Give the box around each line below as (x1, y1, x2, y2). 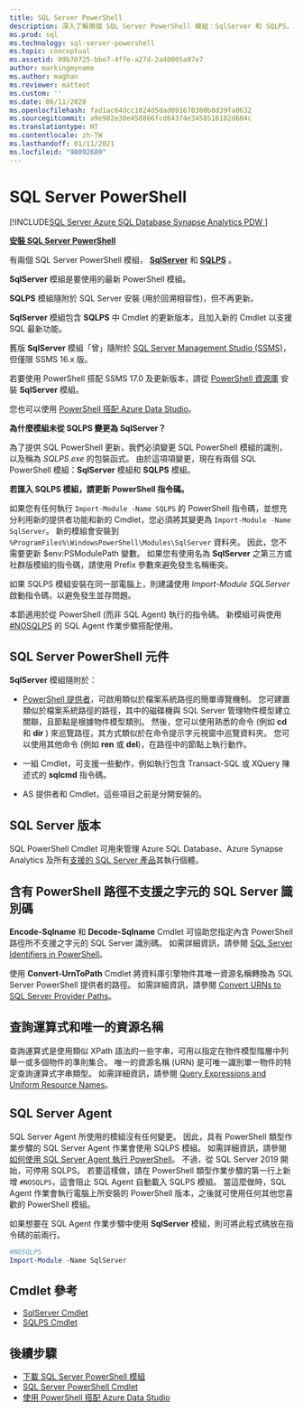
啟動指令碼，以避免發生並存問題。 (9, 589, 136, 601)
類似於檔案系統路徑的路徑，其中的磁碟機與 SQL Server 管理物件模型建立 (22, 705, 291, 716)
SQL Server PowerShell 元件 (9, 649, 170, 664)
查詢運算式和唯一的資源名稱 (9, 1020, 164, 1035)
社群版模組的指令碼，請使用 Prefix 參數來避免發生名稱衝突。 (9, 559, 234, 570)
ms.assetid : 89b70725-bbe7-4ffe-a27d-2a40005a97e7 (9, 55, 204, 64)
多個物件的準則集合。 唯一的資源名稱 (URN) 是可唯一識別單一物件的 (32, 1056, 284, 1067)
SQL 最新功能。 (9, 322, 68, 334)
